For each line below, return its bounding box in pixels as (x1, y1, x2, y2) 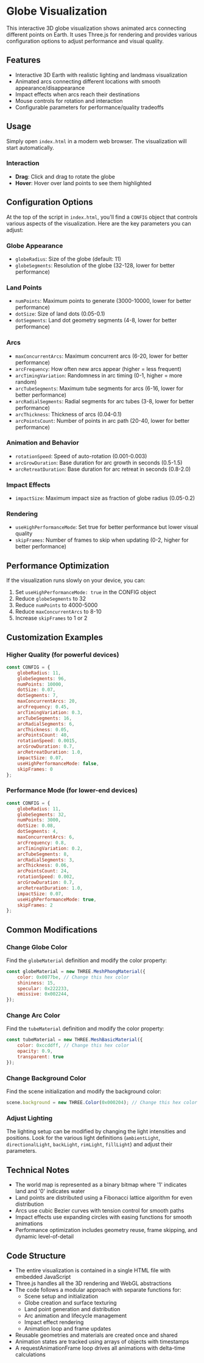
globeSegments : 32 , (17, 812, 67, 818)
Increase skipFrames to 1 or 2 (15, 614, 88, 622)
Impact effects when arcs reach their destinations (15, 90, 140, 98)
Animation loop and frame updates (24, 1325, 111, 1332)
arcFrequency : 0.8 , (17, 840, 67, 846)
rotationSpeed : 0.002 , (17, 874, 75, 880)
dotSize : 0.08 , (17, 823, 56, 829)
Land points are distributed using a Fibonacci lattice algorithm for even (15, 1194, 193, 1202)
